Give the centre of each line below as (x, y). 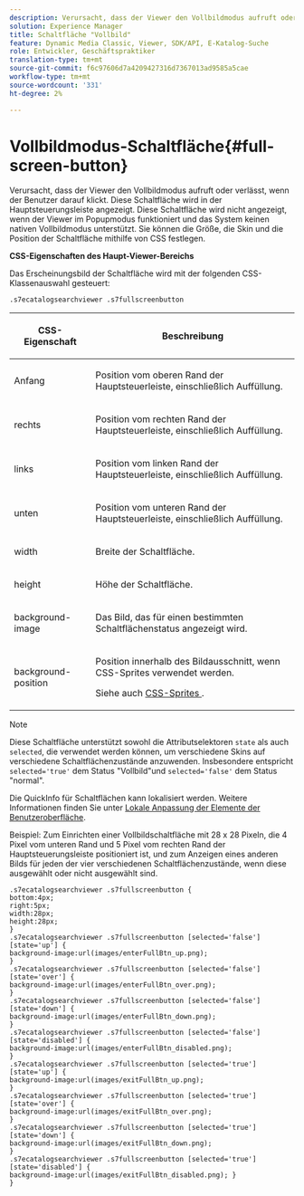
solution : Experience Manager (66, 26)
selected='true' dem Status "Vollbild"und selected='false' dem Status (143, 771)
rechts (28, 425)
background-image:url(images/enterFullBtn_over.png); (113, 985)
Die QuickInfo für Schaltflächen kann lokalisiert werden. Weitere (128, 799)
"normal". (27, 780)
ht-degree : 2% (36, 93)
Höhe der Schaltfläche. (144, 585)
